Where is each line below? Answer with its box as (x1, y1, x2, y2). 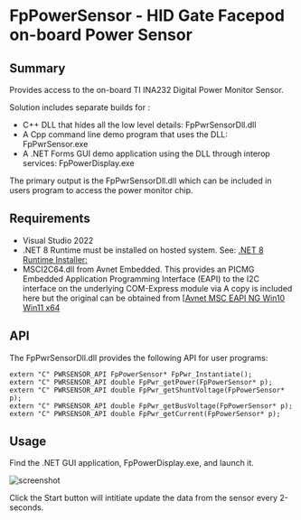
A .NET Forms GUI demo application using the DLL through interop (22, 148, 271, 159)
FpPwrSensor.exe (22, 139, 89, 149)
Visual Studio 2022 (22, 235, 94, 246)
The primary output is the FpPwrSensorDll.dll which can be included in (9, 175, 272, 186)
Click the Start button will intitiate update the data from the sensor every (9, 493, 278, 504)
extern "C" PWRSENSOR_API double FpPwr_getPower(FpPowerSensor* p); (9, 377, 273, 386)
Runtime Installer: (22, 254, 88, 265)
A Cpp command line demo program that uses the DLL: (22, 129, 228, 140)
